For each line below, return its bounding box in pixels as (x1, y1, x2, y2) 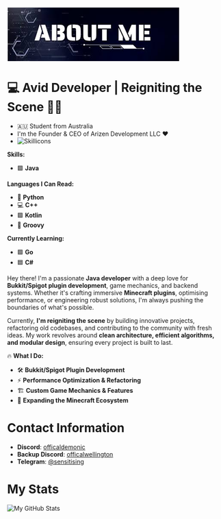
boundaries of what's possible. (7, 303, 94, 311)
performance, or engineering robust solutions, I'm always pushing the (7, 295, 204, 304)
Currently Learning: (7, 234, 65, 242)
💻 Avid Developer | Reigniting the (7, 80, 203, 96)
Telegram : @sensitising (16, 457, 84, 466)
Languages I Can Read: (7, 180, 74, 188)
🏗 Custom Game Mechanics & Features (16, 386, 133, 394)
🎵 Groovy (16, 221, 44, 229)
